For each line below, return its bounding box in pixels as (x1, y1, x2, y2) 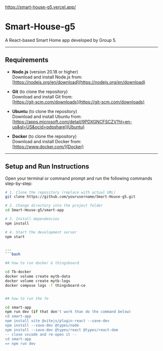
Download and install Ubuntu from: (12, 113, 82, 119)
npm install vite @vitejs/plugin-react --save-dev (5, 318, 110, 323)
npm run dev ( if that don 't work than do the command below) (5, 309, 131, 314)
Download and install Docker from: (12, 138, 81, 144)
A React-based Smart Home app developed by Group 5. (5, 37, 117, 43)
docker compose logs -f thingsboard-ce (5, 283, 86, 288)
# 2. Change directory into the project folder (5, 203, 103, 208)
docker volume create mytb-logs (5, 278, 70, 283)
